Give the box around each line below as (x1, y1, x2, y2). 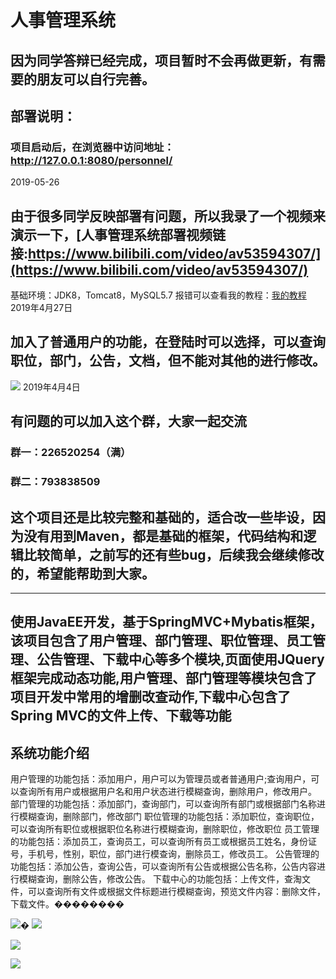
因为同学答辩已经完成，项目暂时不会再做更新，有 (10, 52, 313, 69)
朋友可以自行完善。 (36, 71, 155, 88)
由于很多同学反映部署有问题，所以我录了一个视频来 (10, 207, 326, 225)
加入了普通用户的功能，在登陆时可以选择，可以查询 (10, 334, 326, 351)
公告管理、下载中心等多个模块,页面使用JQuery (36, 651, 325, 668)
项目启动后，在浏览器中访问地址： (10, 140, 175, 154)
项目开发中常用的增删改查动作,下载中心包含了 (10, 689, 292, 706)
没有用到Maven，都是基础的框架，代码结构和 (23, 527, 304, 545)
